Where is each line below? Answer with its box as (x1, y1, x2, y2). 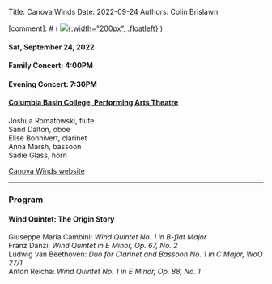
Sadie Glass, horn (8, 150, 67, 160)
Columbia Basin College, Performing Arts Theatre (8, 97, 179, 108)
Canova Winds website (8, 166, 85, 175)
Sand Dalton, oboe (8, 124, 70, 134)
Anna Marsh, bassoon (8, 141, 82, 151)
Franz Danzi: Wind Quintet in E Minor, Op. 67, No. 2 (8, 241, 178, 251)
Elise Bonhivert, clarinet (8, 133, 87, 143)
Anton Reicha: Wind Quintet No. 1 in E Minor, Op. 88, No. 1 (8, 267, 201, 277)
